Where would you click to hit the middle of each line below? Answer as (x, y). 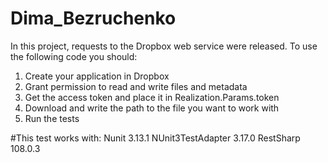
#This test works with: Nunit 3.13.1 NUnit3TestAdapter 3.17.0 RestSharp (155, 138)
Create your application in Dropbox (97, 76)
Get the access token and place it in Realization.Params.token (152, 97)
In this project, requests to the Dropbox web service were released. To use (164, 46)
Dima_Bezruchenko (93, 18)
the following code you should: (74, 56)
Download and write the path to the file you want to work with (152, 108)
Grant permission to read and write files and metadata (136, 86)
